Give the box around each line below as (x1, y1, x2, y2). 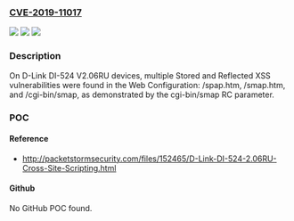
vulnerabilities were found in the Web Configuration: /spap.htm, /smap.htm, (9, 79, 286, 90)
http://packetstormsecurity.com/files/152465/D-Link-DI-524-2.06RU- (21, 153, 278, 164)
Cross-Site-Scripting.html (21, 162, 117, 173)
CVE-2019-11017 (9, 6, 82, 19)
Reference (9, 134, 49, 144)
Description (9, 50, 61, 62)
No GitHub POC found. (9, 202, 93, 213)
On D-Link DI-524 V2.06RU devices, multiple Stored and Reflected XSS (9, 70, 272, 81)
